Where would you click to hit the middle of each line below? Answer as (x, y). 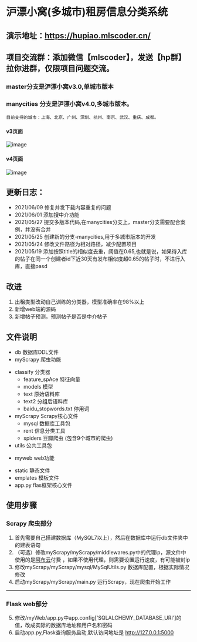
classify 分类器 (33, 372)
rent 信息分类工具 (44, 431)
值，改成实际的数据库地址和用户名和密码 (63, 625)
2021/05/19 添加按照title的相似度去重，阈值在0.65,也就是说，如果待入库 (101, 252)
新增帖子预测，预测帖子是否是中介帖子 (61, 317)
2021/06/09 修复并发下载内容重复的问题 (63, 208)
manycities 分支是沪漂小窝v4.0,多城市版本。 (69, 103)
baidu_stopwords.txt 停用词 (56, 409)
